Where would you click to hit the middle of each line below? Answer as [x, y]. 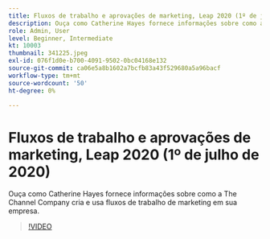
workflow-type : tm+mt [45, 76]
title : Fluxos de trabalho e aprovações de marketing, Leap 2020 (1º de [133, 16]
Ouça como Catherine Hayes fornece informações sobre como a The [123, 194]
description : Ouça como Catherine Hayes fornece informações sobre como [133, 23]
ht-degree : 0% [32, 91]
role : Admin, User [39, 31]
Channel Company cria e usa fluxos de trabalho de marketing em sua [123, 203]
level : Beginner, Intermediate [61, 38]
